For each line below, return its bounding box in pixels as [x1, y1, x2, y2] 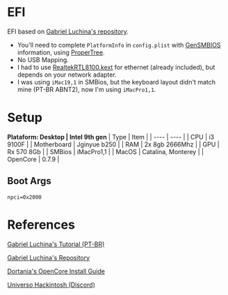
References [7, 217, 75, 232]
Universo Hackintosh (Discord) [7, 280, 95, 289]
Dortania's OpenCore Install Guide [7, 266, 106, 275]
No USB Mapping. [17, 55, 70, 63]
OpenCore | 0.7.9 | [7, 155, 60, 163]
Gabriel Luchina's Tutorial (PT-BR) [7, 240, 105, 248]
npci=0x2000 [7, 193, 42, 201]
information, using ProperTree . [17, 48, 105, 56]
